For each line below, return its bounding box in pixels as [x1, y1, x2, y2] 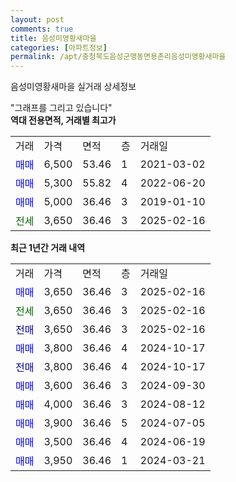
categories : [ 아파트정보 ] [10, 42, 108, 53]
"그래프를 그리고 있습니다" [10, 102, 113, 114]
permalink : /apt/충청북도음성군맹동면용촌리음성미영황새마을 [10, 52, 227, 62]
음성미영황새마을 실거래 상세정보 [10, 81, 137, 93]
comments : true [10, 24, 74, 34]
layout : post [10, 14, 65, 25]
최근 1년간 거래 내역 [10, 242, 86, 254]
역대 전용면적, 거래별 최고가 [10, 114, 117, 126]
